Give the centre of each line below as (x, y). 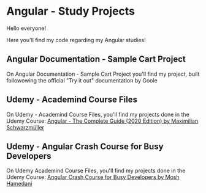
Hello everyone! (26, 28)
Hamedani (19, 184)
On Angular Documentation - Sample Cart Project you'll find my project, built (103, 74)
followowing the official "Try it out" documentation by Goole (82, 80)
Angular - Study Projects (71, 11)
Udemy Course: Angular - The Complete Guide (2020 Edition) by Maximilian (102, 121)
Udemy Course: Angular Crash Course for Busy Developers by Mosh (93, 177)
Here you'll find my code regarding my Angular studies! (76, 40)
